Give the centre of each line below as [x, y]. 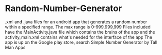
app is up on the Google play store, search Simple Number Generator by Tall [81, 42]
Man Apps [15, 47]
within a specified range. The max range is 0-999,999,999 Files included [78, 27]
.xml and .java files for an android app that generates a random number [76, 22]
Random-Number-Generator [64, 8]
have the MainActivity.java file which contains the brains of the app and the [80, 32]
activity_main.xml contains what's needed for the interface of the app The [79, 37]
